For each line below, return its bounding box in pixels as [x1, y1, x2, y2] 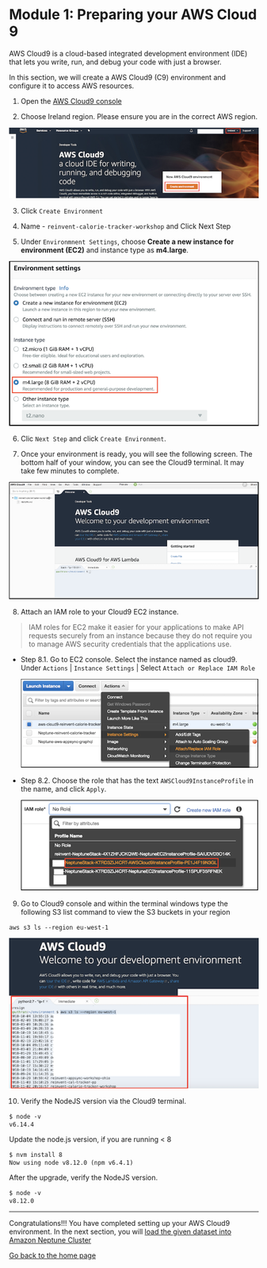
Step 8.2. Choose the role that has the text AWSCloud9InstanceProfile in [20, 776, 254, 785]
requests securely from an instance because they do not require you [28, 631, 253, 641]
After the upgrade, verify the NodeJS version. [9, 1173, 158, 1182]
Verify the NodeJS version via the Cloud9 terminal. [20, 1096, 187, 1105]
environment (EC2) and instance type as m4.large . [20, 245, 189, 255]
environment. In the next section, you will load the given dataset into [9, 1227, 232, 1236]
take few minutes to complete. [20, 466, 120, 476]
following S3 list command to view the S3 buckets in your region [20, 908, 231, 917]
